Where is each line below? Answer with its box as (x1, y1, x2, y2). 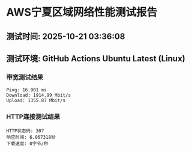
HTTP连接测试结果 (6, 112, 60, 121)
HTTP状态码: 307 (6, 127, 44, 134)
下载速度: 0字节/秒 (6, 141, 49, 147)
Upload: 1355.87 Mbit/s (6, 97, 66, 104)
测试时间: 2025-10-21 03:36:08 (6, 31, 126, 41)
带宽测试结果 (6, 73, 44, 81)
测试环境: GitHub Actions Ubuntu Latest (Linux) (6, 53, 186, 64)
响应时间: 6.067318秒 (6, 134, 56, 140)
